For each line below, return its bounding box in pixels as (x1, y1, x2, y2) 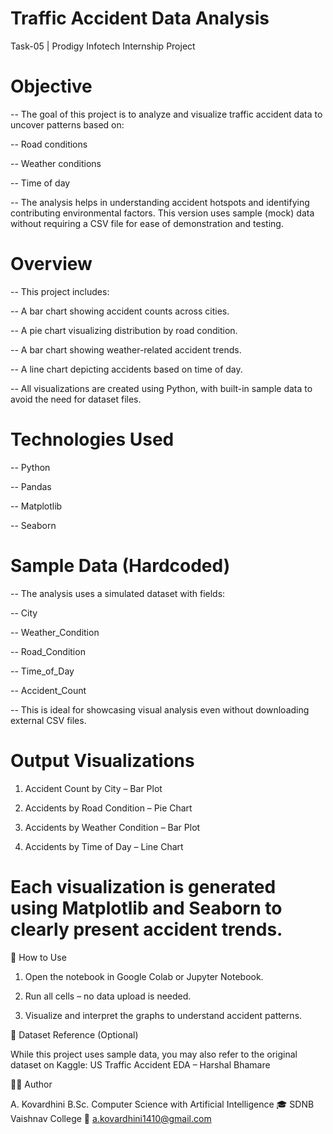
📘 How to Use (10, 951, 67, 963)
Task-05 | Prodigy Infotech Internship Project (10, 40, 196, 52)
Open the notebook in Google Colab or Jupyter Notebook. (24, 970, 264, 982)
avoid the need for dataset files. (10, 393, 142, 405)
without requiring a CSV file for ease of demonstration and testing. (10, 217, 284, 229)
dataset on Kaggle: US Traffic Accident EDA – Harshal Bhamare (10, 1058, 271, 1071)
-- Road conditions (10, 138, 88, 150)
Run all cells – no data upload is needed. (24, 990, 192, 1002)
